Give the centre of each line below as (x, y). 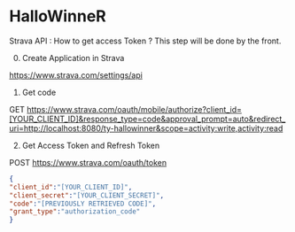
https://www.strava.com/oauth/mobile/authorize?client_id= (134, 109)
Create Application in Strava (73, 58)
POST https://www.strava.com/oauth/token (88, 162)
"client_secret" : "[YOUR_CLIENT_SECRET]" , (87, 195)
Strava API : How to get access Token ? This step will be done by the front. (145, 41)
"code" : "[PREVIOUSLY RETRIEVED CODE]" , (83, 204)
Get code (39, 92)
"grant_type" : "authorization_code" (75, 212)
